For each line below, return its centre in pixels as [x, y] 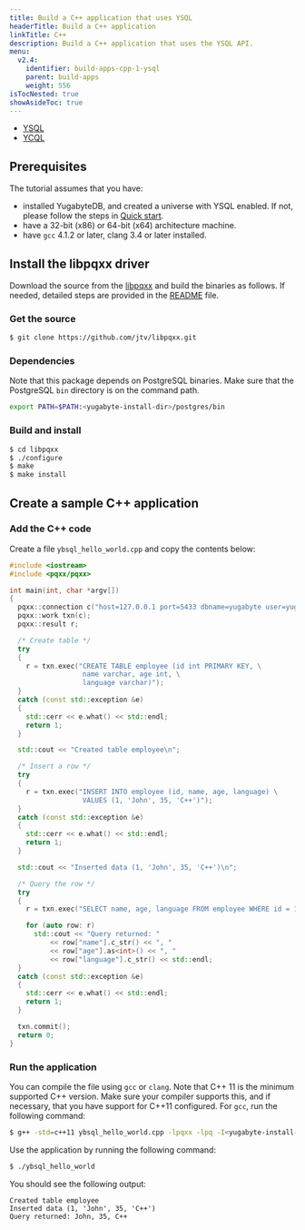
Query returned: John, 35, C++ [69, 1216]
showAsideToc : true [46, 102]
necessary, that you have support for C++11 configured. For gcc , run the [144, 1105]
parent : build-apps [63, 77]
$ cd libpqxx [34, 449]
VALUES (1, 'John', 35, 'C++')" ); [148, 800]
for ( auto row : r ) [60, 926]
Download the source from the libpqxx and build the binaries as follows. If [148, 286]
